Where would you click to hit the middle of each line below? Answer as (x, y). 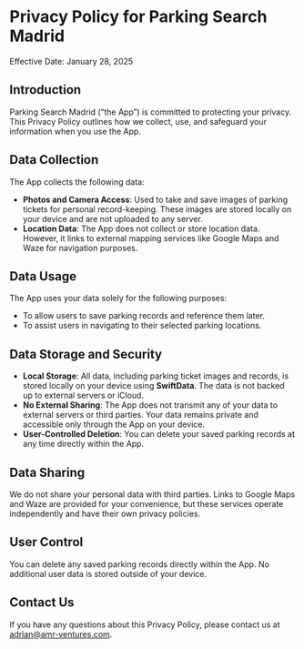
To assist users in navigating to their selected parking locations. (142, 326)
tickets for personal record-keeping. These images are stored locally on (157, 209)
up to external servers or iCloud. (83, 395)
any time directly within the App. (83, 444)
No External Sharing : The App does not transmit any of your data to (150, 405)
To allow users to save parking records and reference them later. (144, 316)
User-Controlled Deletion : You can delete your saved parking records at (159, 434)
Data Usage (43, 276)
